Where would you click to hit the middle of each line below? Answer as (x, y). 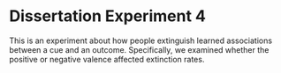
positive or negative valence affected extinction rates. (107, 59)
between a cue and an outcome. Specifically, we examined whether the (139, 49)
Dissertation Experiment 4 (107, 16)
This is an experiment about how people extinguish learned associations (140, 40)
